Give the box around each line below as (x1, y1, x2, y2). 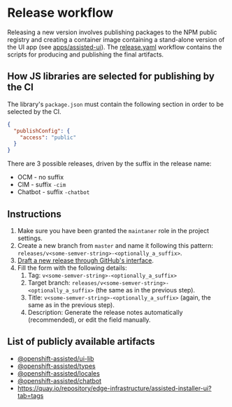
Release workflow (7, 5, 114, 21)
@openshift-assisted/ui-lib (17, 354, 94, 362)
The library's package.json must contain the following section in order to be (7, 100, 224, 108)
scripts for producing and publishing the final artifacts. (7, 50, 164, 59)
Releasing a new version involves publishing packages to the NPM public (7, 28, 218, 36)
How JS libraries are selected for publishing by (7, 71, 215, 82)
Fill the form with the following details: (17, 263, 127, 272)
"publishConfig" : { (13, 127, 71, 134)
